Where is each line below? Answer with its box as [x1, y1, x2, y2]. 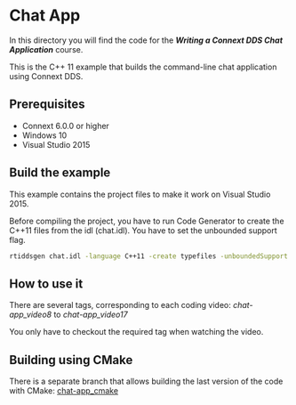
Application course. [9, 44, 84, 54]
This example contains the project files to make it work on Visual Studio [9, 189, 271, 199]
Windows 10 [21, 130, 68, 141]
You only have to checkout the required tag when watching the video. [9, 327, 264, 337]
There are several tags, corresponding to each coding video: [9, 300, 231, 311]
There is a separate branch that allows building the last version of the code [9, 376, 284, 387]
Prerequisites [9, 97, 85, 112]
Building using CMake [9, 352, 133, 368]
